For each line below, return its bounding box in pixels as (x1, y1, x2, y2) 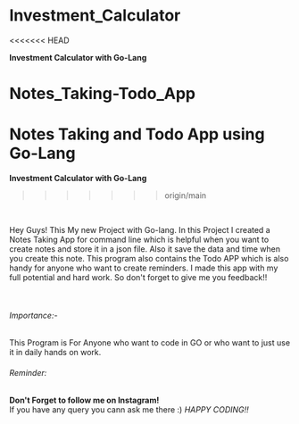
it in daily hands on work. (9, 347, 102, 358)
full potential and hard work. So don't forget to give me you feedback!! (9, 272, 268, 283)
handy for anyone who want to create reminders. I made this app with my (9, 262, 278, 273)
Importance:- (9, 310, 58, 320)
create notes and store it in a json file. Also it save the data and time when (9, 244, 281, 254)
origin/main (164, 190, 207, 201)
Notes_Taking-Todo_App (9, 84, 196, 104)
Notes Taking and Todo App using (9, 124, 265, 145)
